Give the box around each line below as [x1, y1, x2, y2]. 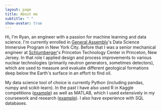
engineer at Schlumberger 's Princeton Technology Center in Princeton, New [5, 50, 157, 55]
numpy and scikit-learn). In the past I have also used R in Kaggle [5, 85, 134, 91]
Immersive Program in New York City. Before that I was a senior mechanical [5, 44, 156, 50]
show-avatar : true [5, 20, 42, 26]
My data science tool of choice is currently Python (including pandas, [5, 80, 144, 86]
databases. [5, 100, 28, 106]
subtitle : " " [5, 16, 34, 21]
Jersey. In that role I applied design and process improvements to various [5, 55, 152, 61]
